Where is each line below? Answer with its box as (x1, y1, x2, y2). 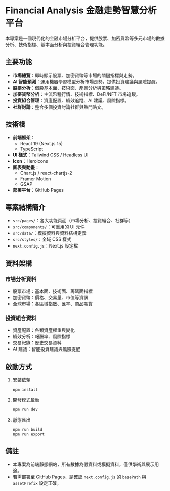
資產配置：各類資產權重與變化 (12, 327, 75, 333)
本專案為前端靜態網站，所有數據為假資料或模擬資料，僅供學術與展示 (12, 461, 155, 467)
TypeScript (20, 146, 44, 152)
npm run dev (12, 407, 38, 412)
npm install (12, 387, 38, 392)
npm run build (12, 427, 42, 432)
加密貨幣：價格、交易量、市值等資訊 (12, 295, 89, 301)
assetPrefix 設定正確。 (12, 480, 62, 486)
